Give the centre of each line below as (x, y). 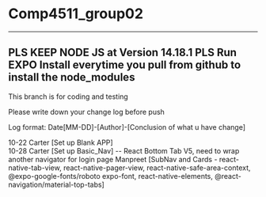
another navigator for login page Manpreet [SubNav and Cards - (113, 159)
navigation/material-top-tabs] (56, 184)
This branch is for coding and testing (68, 97)
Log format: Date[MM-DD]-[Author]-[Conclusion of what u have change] (127, 127)
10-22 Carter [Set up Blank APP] (61, 142)
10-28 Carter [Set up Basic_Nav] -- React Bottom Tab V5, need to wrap (124, 150)
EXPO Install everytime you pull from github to (125, 65)
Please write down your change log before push (86, 112)
